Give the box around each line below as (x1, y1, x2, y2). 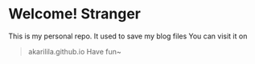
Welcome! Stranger (8, 5, 141, 23)
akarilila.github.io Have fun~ (27, 46, 122, 56)
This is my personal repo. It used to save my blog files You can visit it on (8, 31, 248, 41)
